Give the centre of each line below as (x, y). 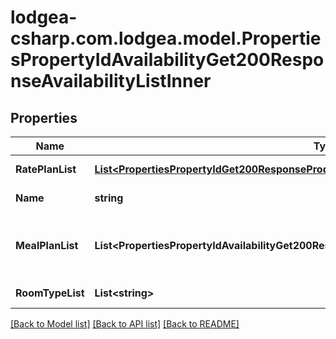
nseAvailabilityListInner (111, 81)
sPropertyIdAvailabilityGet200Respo (167, 60)
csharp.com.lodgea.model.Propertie (166, 38)
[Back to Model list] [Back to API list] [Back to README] (125, 324)
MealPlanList (47, 245)
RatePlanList (46, 169)
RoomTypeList (50, 293)
